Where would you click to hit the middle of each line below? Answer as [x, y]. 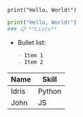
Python [50, 91]
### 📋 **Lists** [32, 29]
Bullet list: [32, 42]
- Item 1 [30, 55]
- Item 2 [30, 62]
